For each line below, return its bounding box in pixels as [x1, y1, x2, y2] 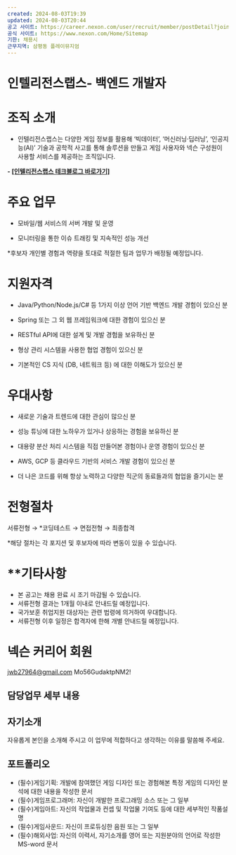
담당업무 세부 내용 [7, 690, 80, 702]
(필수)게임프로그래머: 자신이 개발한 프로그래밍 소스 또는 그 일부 [17, 795, 190, 804]
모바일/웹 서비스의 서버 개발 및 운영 [17, 219, 114, 228]
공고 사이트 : [7, 23, 39, 30]
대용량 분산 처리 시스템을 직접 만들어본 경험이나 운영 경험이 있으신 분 [17, 442, 205, 450]
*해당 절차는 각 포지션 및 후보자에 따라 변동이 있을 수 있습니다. [7, 538, 177, 547]
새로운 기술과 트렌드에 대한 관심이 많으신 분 [17, 412, 136, 420]
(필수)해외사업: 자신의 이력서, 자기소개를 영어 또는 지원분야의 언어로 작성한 [17, 830, 221, 840]
